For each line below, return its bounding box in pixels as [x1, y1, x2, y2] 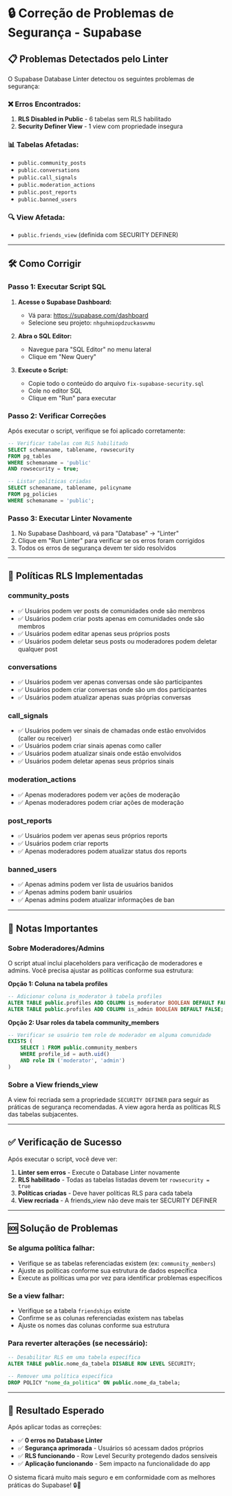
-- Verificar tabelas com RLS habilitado [8, 440, 129, 447]
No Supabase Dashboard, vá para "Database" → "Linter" [17, 529, 180, 537]
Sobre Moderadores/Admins [8, 943, 105, 953]
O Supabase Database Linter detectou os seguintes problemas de [8, 75, 195, 83]
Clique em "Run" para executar [28, 393, 116, 402]
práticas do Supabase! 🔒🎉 [8, 1481, 81, 1489]
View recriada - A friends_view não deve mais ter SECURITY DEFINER [17, 1196, 218, 1205]
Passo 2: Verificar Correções [8, 411, 107, 420]
